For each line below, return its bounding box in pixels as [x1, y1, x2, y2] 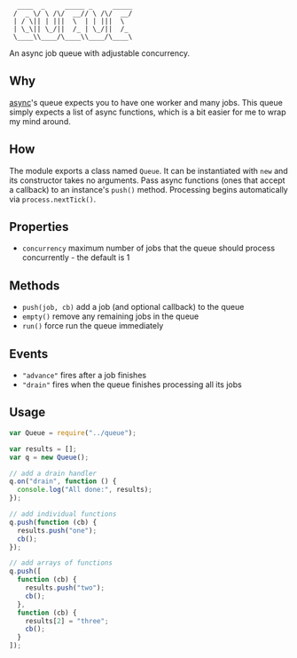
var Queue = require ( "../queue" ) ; [9, 428, 137, 437]
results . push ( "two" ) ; [25, 583, 105, 592]
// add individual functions [9, 510, 117, 519]
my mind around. [9, 115, 71, 126]
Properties [9, 219, 69, 234]
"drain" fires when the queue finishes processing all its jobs [21, 379, 242, 390]
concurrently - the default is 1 [21, 252, 130, 263]
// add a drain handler [9, 469, 98, 478]
